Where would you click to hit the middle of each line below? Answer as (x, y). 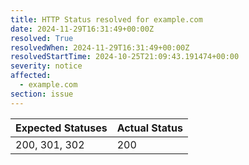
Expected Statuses (61, 128)
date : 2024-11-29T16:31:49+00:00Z (82, 29)
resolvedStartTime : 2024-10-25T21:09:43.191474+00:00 (125, 57)
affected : (31, 76)
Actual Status (149, 128)
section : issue (42, 94)
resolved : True (42, 38)
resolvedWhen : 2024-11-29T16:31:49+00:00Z (100, 47)
